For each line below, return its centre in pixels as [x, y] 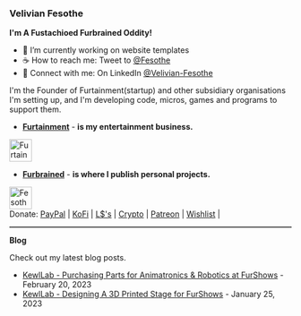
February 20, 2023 [57, 285]
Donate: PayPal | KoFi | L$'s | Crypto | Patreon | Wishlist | [115, 214]
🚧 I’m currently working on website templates [106, 50]
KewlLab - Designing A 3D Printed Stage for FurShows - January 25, [149, 295]
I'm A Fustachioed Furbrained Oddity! [81, 33]
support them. [35, 109]
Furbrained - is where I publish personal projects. [116, 175]
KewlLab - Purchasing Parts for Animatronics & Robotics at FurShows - [153, 275]
